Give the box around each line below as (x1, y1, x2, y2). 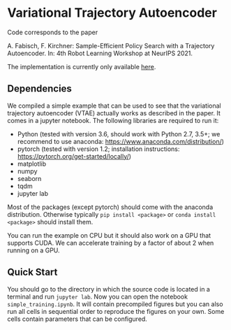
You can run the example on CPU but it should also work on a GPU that (7, 231, 211, 239)
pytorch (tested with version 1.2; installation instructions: (17, 145, 180, 153)
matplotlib (17, 159, 47, 168)
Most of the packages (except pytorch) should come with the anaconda (7, 203, 214, 211)
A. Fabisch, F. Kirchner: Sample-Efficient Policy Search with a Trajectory (7, 41, 215, 50)
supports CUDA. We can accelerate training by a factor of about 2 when (7, 238, 214, 247)
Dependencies (7, 82, 72, 95)
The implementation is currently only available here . (7, 62, 156, 71)
